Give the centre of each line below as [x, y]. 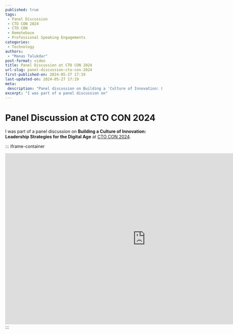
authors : [14, 51]
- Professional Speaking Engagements [46, 38]
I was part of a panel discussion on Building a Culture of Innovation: [76, 131]
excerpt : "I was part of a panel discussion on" [57, 93]
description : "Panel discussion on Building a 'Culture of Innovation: [83, 88]
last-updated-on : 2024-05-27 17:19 [42, 79]
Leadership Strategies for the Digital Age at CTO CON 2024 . [68, 137]
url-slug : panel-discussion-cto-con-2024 [49, 70]
